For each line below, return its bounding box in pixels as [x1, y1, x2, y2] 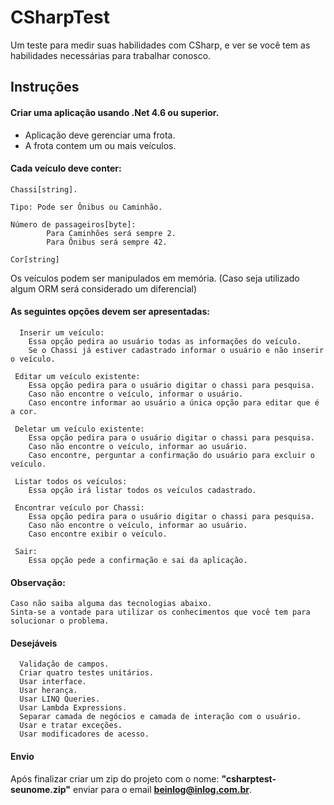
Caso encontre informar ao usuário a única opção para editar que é [28, 397, 320, 408]
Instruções [10, 79, 80, 96]
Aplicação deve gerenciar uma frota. [24, 129, 176, 141]
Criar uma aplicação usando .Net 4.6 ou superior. [10, 106, 220, 118]
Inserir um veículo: [19, 327, 105, 338]
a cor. [10, 406, 38, 416]
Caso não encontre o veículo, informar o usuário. [28, 389, 244, 399]
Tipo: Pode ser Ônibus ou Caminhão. [10, 202, 163, 212]
